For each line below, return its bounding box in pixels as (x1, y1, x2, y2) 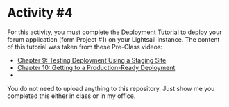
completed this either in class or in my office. (7, 92, 136, 100)
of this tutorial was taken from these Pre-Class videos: (7, 42, 163, 51)
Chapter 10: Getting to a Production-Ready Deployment (17, 63, 176, 72)
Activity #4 (7, 5, 73, 21)
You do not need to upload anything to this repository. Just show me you (7, 84, 215, 92)
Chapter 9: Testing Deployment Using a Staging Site (17, 56, 167, 64)
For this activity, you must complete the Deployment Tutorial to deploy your (7, 28, 222, 36)
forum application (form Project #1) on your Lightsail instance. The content (7, 35, 220, 43)
